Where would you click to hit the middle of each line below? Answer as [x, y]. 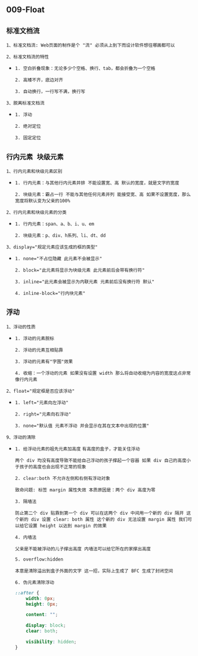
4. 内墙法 [26, 537]
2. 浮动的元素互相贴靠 [39, 350]
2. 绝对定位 [28, 127]
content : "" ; [42, 615]
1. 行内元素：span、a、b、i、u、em [54, 224]
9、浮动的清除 [21, 437]
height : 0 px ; [42, 604]
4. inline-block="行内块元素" [50, 294]
